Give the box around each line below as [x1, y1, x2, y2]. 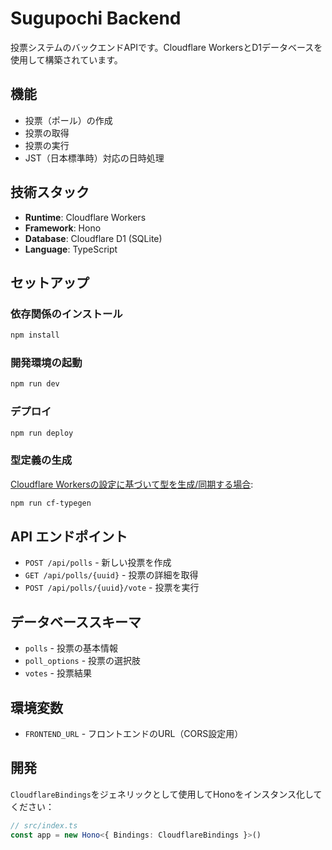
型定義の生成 [10, 453, 73, 467]
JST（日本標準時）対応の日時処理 [24, 152, 165, 164]
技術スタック [10, 184, 90, 201]
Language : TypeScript [24, 243, 118, 255]
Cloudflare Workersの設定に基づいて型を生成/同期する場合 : [10, 478, 254, 490]
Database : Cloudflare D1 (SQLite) [24, 232, 163, 244]
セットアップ [10, 274, 90, 291]
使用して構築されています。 [10, 53, 123, 66]
